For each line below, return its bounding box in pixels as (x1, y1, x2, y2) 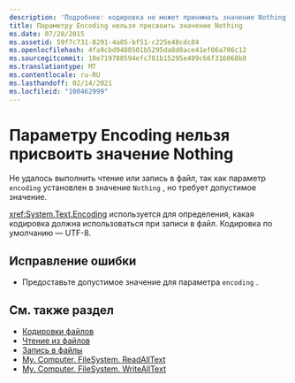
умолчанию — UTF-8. (9, 227, 91, 239)
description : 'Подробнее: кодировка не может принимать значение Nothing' (9, 12, 291, 22)
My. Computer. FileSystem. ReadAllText (21, 355, 166, 365)
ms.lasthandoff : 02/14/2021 (9, 79, 113, 88)
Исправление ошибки (9, 253, 137, 268)
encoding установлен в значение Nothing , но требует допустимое (9, 182, 257, 193)
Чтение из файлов (21, 335, 91, 346)
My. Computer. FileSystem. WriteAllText (21, 364, 166, 374)
